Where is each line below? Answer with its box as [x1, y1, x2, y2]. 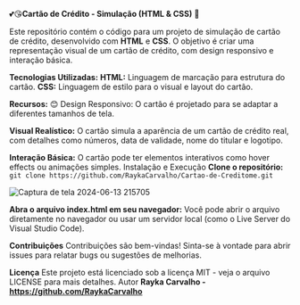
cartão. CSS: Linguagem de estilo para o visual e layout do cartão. [9, 81, 254, 92]
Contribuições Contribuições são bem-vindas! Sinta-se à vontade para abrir [9, 241, 291, 251]
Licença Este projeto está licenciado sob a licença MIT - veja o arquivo [9, 268, 271, 277]
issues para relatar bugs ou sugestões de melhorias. [9, 250, 203, 260]
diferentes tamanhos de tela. [9, 108, 114, 119]
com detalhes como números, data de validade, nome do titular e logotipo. [9, 135, 283, 145]
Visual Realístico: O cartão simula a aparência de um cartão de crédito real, [9, 126, 289, 136]
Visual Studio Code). [9, 223, 85, 234]
